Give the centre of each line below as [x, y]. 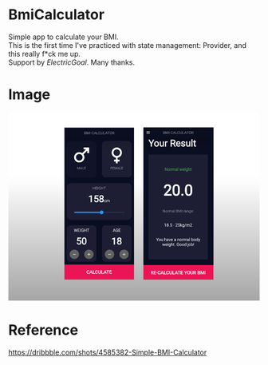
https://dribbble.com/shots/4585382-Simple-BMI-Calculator [108, 352]
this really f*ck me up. [45, 54]
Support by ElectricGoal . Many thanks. [72, 62]
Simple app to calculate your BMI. [63, 37]
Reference [43, 330]
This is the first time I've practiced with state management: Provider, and [128, 45]
